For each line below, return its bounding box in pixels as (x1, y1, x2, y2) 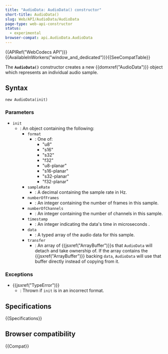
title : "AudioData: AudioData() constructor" (5, 7, 101, 13)
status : (5, 26, 21, 31)
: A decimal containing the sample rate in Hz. (34, 189, 127, 195)
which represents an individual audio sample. (5, 69, 98, 75)
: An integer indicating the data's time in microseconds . (34, 221, 150, 227)
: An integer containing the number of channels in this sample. (34, 210, 163, 216)
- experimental (9, 31, 41, 36)
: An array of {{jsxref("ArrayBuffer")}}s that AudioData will (34, 242, 152, 248)
